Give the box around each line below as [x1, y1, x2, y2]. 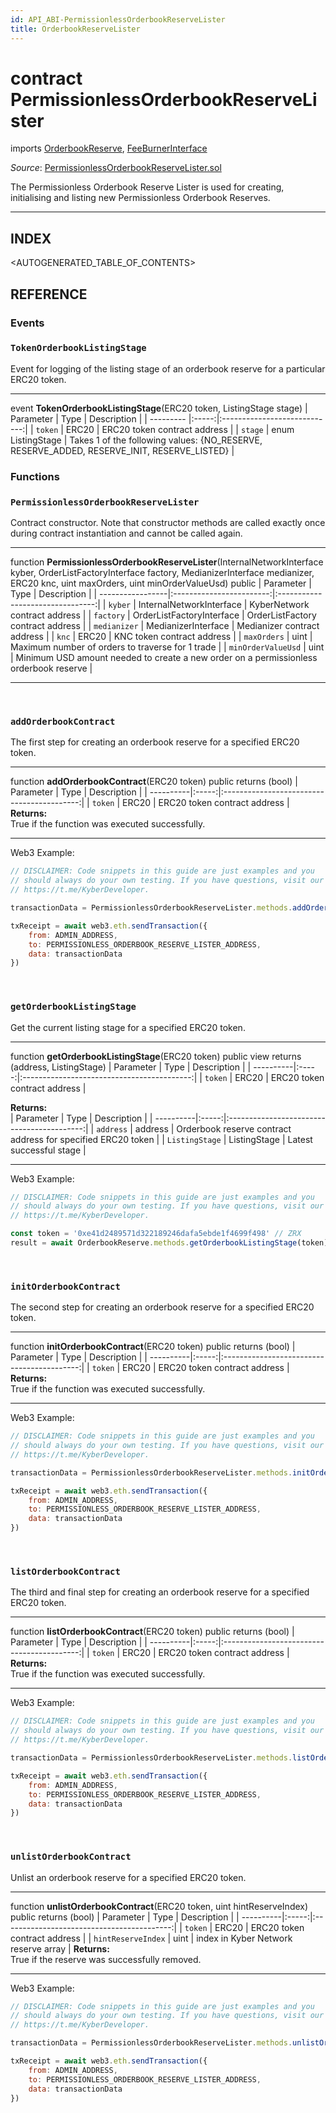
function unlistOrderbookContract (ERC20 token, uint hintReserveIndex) [10, 1900, 309, 1912]
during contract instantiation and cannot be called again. [10, 527, 243, 540]
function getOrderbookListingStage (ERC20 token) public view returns [10, 1050, 302, 1062]
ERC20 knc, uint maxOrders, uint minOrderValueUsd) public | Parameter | [10, 577, 312, 590]
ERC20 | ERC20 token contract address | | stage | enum [65, 423, 295, 435]
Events [10, 316, 45, 330]
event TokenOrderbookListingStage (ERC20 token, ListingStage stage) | [10, 402, 308, 414]
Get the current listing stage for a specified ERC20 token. [10, 1021, 246, 1033]
